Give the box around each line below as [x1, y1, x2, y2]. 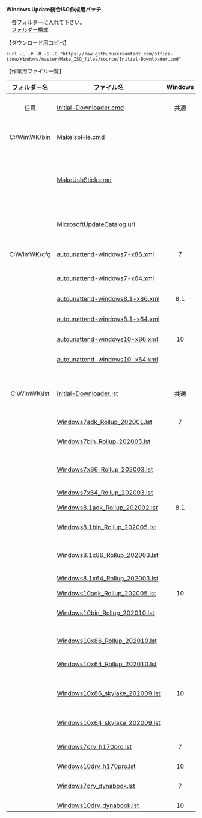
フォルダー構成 [11, 26, 49, 33]
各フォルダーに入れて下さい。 [11, 19, 85, 26]
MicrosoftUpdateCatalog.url [57, 220, 135, 228]
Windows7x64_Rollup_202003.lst [57, 488, 153, 497]
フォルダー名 [11, 84, 49, 91]
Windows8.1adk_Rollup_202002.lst [57, 503, 158, 512]
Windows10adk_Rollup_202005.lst [57, 589, 156, 597]
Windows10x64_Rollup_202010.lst [57, 660, 158, 668]
